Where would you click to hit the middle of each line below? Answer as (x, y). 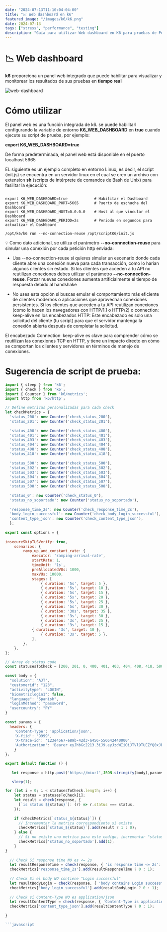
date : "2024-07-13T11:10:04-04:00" (42, 10)
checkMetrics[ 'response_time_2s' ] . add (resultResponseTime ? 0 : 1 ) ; (82, 869)
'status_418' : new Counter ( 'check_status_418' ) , (61, 454)
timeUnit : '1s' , (48, 565)
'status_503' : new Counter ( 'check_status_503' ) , (61, 472)
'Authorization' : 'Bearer (41, 745)
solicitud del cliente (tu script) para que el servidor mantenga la (77, 320)
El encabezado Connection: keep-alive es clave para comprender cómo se (82, 335)
